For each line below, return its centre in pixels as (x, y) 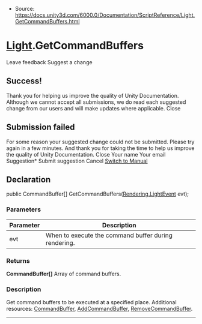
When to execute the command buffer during (109, 235)
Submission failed (41, 127)
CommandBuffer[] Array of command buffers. (64, 274)
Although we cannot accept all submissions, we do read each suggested (96, 102)
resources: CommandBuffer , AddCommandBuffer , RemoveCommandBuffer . (99, 309)
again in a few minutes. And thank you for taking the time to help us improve (100, 148)
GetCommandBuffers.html (47, 21)
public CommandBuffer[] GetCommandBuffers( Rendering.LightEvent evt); (98, 194)
